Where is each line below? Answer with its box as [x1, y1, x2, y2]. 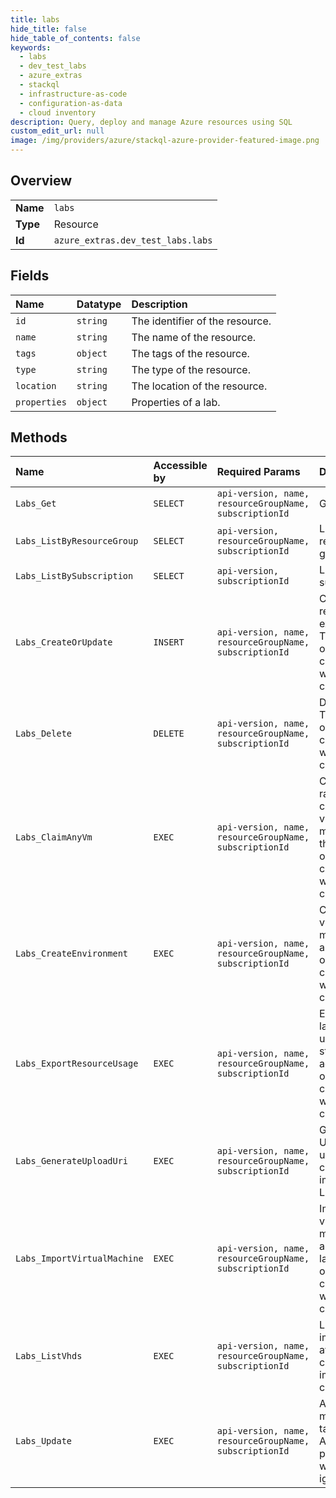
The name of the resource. [131, 330, 257, 344]
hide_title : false [10, 24, 87, 34]
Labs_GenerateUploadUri [15, 1156, 129, 1167]
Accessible [153, 459, 208, 473]
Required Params [216, 465, 301, 479]
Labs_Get [15, 498, 57, 510]
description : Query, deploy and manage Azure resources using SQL [10, 117, 293, 127]
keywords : [10, 42, 52, 53]
